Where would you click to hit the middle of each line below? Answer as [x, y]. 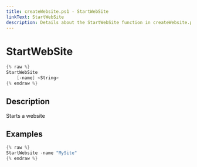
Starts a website [26, 115]
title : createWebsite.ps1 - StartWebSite [57, 11]
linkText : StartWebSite [35, 17]
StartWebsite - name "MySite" [42, 153]
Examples [24, 134]
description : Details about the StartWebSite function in [78, 22]
